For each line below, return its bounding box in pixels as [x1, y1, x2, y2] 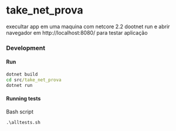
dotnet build [6, 72, 38, 78]
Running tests [6, 95, 41, 102]
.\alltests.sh [6, 119, 41, 125]
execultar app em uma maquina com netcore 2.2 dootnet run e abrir [6, 23, 170, 30]
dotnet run [6, 82, 33, 88]
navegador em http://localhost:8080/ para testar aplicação [6, 29, 148, 36]
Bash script [6, 108, 33, 115]
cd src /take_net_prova [6, 77, 62, 83]
